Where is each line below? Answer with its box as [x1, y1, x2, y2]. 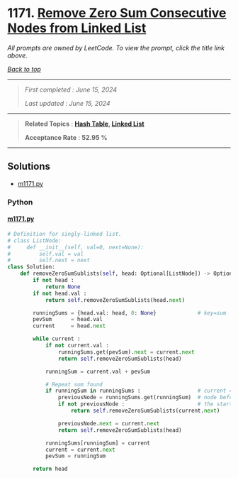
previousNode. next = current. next [57, 420, 160, 427]
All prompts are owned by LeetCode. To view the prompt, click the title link [7, 43, 225, 52]
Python [7, 197, 33, 207]
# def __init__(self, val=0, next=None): [7, 244, 144, 251]
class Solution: [7, 264, 55, 271]
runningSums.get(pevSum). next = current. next [57, 348, 195, 356]
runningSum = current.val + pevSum [45, 368, 151, 375]
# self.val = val [7, 250, 84, 257]
